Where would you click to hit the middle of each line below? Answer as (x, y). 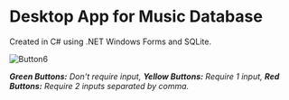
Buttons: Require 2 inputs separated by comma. (99, 86)
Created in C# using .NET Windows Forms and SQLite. (111, 41)
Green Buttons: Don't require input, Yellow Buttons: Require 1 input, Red (144, 76)
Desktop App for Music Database (136, 17)
